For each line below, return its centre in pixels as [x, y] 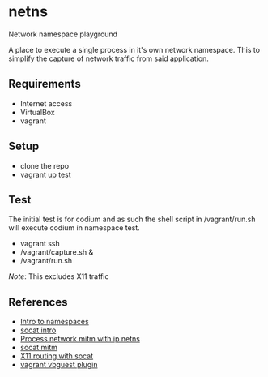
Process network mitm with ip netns [80, 339]
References [38, 302]
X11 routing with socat [57, 356]
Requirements [45, 84]
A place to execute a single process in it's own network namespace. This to [134, 49]
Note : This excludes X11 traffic [59, 276]
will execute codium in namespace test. [74, 228]
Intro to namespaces [54, 322]
